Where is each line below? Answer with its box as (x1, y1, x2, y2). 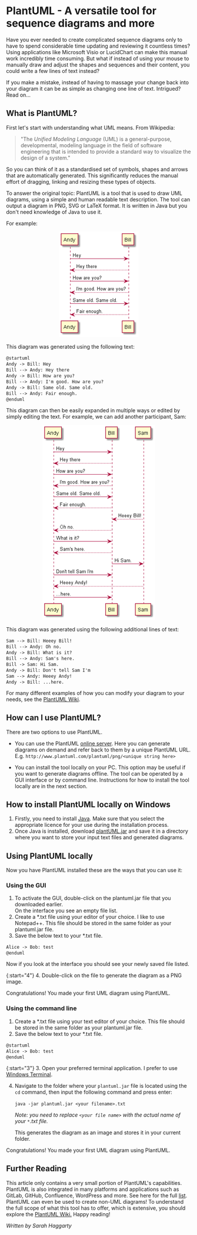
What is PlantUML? (6, 108, 78, 118)
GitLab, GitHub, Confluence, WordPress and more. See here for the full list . (6, 1191, 188, 1199)
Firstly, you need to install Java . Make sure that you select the (14, 815, 165, 822)
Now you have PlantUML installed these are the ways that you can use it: (6, 867, 183, 874)
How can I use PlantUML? (6, 713, 101, 723)
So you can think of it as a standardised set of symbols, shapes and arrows (6, 165, 188, 173)
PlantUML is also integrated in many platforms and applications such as (6, 1186, 179, 1193)
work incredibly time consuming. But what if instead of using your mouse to (6, 55, 189, 62)
